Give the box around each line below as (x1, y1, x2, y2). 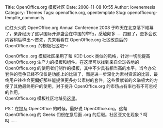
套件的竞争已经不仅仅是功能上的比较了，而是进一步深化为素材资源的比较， (5, 71, 154, 77)
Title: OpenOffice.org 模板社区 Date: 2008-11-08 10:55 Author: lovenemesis (5, 4, 156, 10)
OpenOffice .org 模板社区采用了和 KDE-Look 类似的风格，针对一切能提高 (5, 53, 150, 59)
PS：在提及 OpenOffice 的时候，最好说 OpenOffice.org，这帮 (5, 106, 128, 111)
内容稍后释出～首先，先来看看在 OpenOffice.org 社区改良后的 (5, 37, 128, 43)
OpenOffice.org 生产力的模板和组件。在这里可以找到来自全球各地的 (5, 59, 139, 65)
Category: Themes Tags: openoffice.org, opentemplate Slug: (5, 10, 127, 15)
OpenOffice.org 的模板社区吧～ (5, 43, 68, 48)
